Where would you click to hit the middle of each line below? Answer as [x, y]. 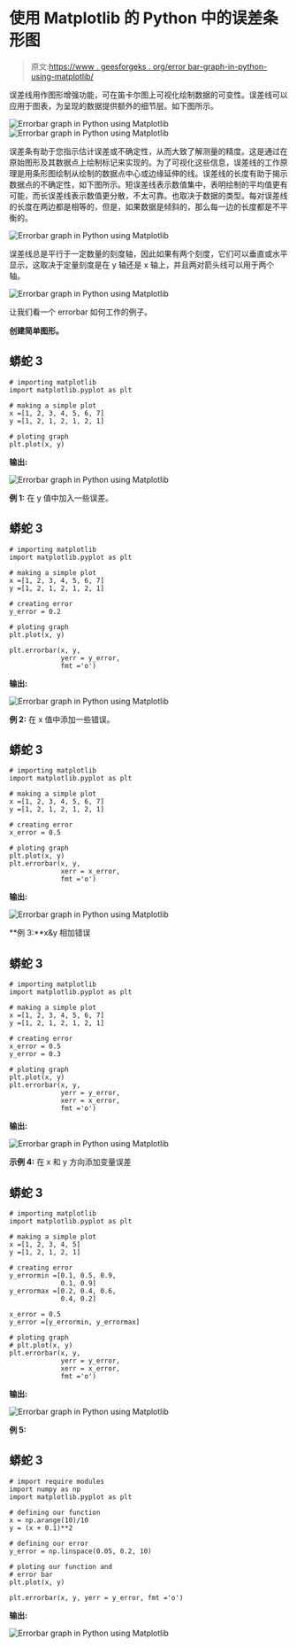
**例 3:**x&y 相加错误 [50, 933]
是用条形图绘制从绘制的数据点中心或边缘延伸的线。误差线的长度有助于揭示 [152, 173]
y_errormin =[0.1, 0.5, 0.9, [63, 1276]
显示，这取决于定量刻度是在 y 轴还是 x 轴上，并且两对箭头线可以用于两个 [142, 264]
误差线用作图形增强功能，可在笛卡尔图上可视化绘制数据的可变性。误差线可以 [148, 95]
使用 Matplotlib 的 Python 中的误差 [136, 18]
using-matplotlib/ [62, 76]
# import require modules [57, 1481]
